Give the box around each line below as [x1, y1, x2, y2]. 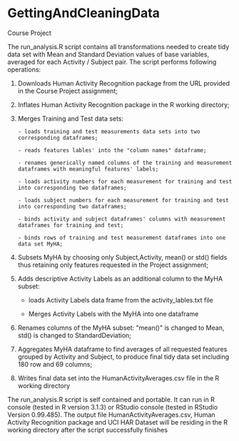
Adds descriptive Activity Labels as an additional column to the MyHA [17, 274, 223, 283]
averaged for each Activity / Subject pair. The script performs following [7, 57, 217, 66]
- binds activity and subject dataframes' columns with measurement [17, 216, 226, 223]
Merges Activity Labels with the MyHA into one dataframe [28, 309, 199, 318]
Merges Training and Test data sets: [17, 114, 123, 123]
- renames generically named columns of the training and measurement [17, 159, 233, 166]
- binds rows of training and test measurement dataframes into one [17, 234, 226, 241]
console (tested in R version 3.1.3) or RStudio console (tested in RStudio [7, 402, 218, 411]
